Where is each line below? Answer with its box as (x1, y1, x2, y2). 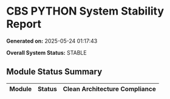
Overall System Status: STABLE (6, 49, 87, 56)
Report (6, 17, 41, 31)
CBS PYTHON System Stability (6, 4, 165, 18)
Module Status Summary (6, 67, 103, 77)
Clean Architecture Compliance (63, 84, 156, 93)
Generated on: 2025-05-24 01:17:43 (6, 37, 98, 44)
